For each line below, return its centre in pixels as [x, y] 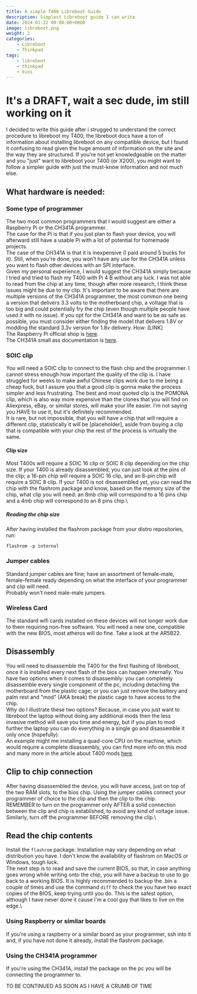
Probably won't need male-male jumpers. [56, 592]
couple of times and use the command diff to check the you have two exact [99, 887]
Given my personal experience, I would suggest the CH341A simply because [98, 271]
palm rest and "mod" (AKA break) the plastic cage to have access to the [94, 697]
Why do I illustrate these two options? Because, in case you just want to [93, 709]
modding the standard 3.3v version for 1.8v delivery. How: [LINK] [85, 328]
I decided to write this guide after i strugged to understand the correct [91, 129]
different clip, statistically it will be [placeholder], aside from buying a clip [95, 425]
